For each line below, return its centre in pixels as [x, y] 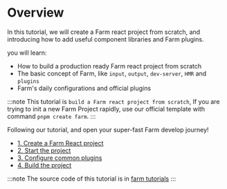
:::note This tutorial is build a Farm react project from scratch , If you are [113, 101]
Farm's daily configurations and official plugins [84, 88]
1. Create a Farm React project [60, 143]
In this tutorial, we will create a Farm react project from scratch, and [104, 32]
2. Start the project [44, 150]
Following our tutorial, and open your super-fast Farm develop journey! [108, 129]
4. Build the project [44, 165]
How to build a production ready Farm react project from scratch [109, 66]
